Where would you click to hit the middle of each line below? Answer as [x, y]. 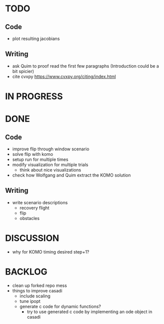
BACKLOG [26, 271]
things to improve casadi [37, 290]
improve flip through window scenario [51, 149]
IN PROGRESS [34, 96]
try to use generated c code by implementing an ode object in [90, 312]
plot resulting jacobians [36, 38]
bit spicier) [23, 71]
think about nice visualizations [50, 170]
